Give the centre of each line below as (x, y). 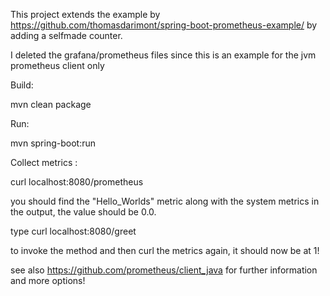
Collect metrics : (44, 162)
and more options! (48, 280)
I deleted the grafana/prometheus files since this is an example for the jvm (163, 55)
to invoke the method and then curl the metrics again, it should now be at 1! (165, 250)
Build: (22, 85)
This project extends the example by (85, 14)
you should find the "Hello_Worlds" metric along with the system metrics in (165, 201)
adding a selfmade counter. (66, 35)
